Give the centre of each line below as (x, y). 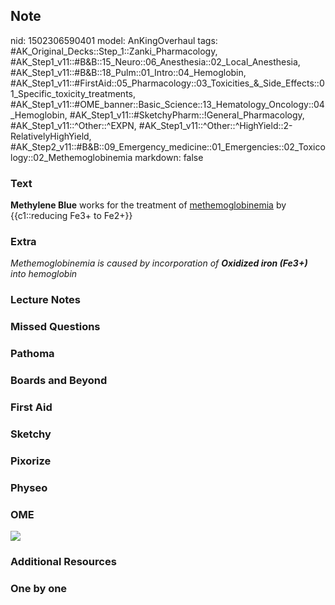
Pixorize (31, 461)
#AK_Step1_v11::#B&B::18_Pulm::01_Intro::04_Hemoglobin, (128, 72)
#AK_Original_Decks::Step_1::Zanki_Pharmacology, (114, 51)
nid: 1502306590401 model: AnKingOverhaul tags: (114, 40)
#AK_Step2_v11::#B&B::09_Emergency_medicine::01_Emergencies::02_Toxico (168, 146)
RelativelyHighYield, (51, 136)
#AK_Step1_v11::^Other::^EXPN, (73, 125)
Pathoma (32, 354)
